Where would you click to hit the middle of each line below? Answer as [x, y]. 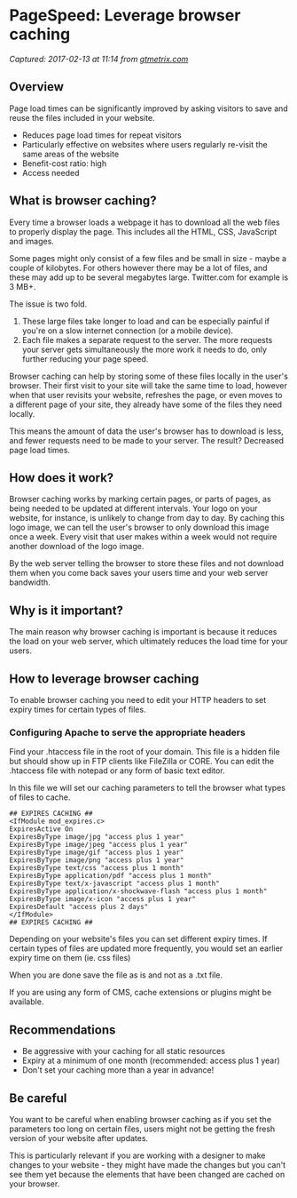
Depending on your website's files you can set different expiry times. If [138, 939]
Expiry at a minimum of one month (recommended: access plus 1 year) [151, 1061]
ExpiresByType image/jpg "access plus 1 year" [97, 837]
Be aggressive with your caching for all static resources [124, 1051]
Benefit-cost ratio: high [64, 163]
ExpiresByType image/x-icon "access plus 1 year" [103, 899]
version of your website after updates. [79, 1138]
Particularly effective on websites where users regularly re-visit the [145, 144]
